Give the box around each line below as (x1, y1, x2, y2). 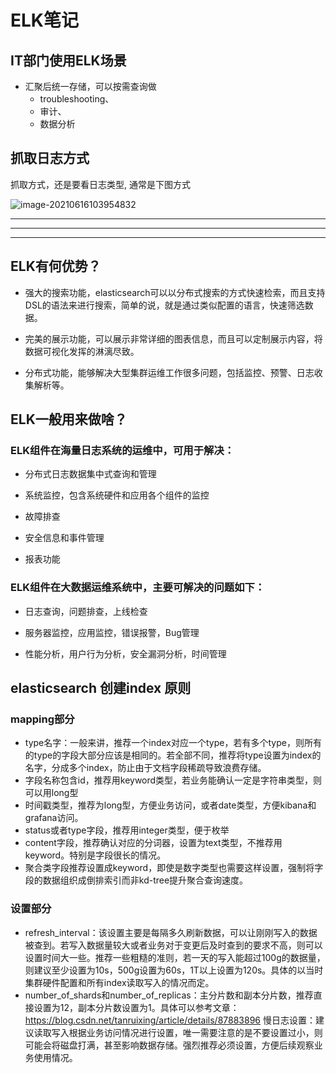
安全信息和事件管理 (24, 532, 105, 544)
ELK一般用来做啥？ (10, 411, 128, 428)
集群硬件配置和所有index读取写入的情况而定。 (24, 976, 215, 988)
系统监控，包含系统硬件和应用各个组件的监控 (24, 489, 210, 501)
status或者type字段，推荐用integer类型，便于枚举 (24, 824, 230, 836)
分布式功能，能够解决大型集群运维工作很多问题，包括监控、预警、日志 (24, 366, 315, 378)
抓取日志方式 (10, 150, 90, 167)
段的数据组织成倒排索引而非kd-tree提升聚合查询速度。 (24, 874, 249, 886)
